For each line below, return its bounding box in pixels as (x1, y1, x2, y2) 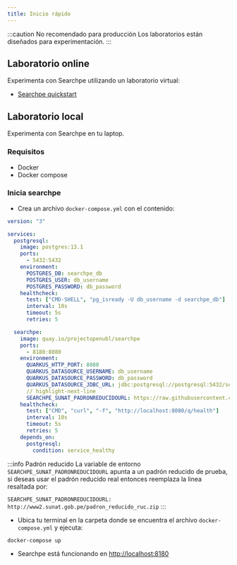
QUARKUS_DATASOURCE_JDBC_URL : (25, 381, 115, 388)
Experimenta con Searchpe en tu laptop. (7, 129, 125, 138)
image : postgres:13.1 (20, 244, 83, 251)
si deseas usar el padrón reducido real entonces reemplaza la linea (7, 475, 202, 483)
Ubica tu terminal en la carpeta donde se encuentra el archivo (17, 516, 197, 524)
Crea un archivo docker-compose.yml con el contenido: (17, 204, 175, 213)
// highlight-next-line (25, 388, 97, 395)
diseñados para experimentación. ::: (7, 37, 111, 46)
